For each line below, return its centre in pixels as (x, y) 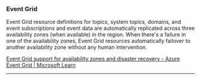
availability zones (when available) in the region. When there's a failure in (96, 35)
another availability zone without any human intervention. (77, 47)
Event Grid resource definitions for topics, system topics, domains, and (94, 22)
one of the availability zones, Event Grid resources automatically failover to (98, 41)
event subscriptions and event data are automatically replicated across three (100, 28)
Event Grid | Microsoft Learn (41, 65)
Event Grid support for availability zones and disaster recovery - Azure (93, 59)
